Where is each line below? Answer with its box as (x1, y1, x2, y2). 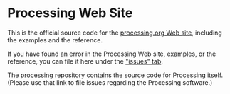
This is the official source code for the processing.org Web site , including (7, 28, 222, 37)
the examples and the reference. (7, 35, 103, 44)
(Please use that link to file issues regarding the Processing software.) (7, 78, 213, 86)
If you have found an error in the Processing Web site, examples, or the (7, 49, 216, 58)
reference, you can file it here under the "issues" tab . (7, 57, 164, 65)
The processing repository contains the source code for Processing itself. (7, 71, 224, 79)
